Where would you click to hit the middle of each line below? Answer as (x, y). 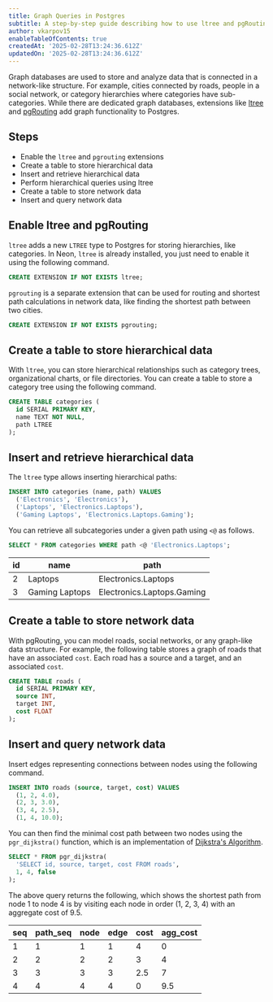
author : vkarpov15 (39, 31)
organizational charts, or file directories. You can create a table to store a (130, 378)
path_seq (54, 932)
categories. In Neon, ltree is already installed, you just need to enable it (129, 254)
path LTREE (34, 425)
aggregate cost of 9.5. (45, 913)
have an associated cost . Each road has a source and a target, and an (125, 658)
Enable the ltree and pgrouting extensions (92, 156)
